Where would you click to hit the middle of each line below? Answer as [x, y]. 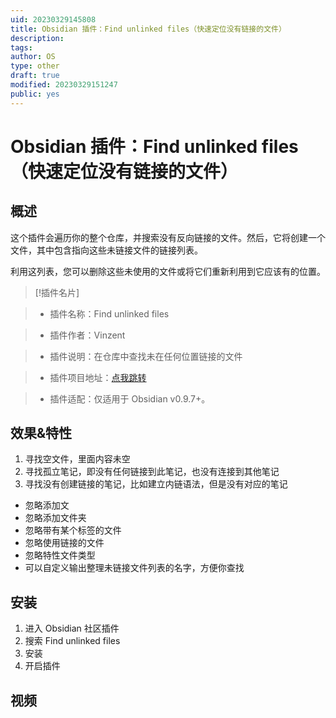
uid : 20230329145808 [53, 19]
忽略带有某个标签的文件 [73, 530]
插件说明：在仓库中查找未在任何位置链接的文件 [146, 356]
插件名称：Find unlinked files [109, 313]
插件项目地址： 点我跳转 [98, 377]
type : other [35, 66]
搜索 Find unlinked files [72, 641]
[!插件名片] [57, 292]
